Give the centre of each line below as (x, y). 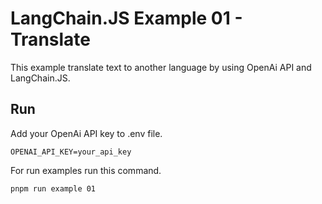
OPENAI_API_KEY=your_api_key (71, 152)
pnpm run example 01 (53, 188)
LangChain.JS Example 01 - (126, 18)
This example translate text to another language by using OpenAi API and (161, 67)
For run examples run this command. (86, 170)
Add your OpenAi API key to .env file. (86, 133)
